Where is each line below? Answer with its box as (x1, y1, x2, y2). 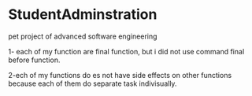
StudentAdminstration (8, 6, 157, 24)
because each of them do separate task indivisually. (8, 79, 177, 88)
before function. (8, 55, 61, 65)
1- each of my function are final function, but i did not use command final (8, 46, 245, 56)
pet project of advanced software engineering (8, 31, 157, 41)
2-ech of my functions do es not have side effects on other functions (8, 70, 232, 79)
